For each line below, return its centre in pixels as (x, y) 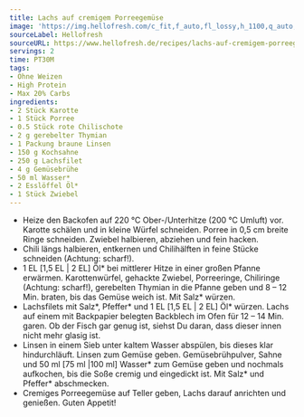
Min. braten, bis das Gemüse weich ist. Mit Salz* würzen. (129, 297)
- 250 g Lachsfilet (46, 161)
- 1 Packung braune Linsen (60, 144)
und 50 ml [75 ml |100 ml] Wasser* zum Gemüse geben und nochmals (153, 364)
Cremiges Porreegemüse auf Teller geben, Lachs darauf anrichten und (154, 393)
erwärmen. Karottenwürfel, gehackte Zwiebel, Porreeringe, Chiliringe (151, 278)
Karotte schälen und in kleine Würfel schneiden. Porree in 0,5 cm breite (156, 230)
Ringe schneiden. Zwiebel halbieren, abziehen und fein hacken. (141, 239)
